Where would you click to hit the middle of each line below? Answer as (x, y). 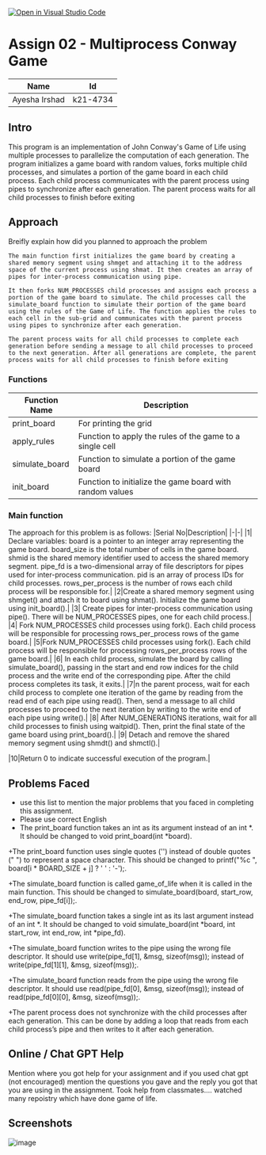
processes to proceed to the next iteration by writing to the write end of (125, 710)
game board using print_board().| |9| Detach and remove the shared (119, 735)
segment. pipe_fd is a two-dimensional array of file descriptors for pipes (126, 566)
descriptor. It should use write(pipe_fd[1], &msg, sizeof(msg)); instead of (126, 956)
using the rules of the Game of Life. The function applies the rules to (133, 311)
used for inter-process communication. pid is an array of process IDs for (126, 575)
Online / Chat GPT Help (66, 1054)
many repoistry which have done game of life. (83, 1098)
